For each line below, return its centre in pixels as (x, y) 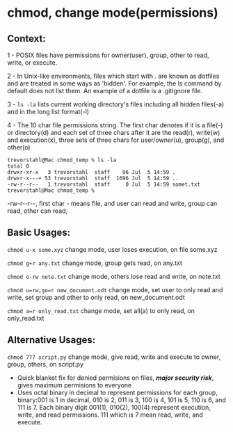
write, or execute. (32, 63)
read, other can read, (38, 211)
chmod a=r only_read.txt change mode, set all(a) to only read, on (101, 310)
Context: (27, 39)
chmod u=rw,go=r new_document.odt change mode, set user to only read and (115, 289)
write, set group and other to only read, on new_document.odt (96, 297)
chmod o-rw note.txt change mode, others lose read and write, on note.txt (114, 276)
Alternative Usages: (51, 340)
